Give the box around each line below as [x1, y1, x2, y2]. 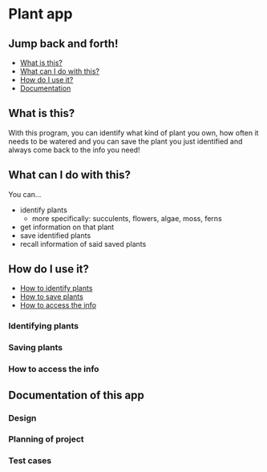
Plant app [8, 5, 73, 23]
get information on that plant [19, 222, 115, 232]
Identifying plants [8, 321, 79, 332]
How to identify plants [19, 284, 93, 293]
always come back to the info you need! [8, 145, 140, 155]
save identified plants [19, 230, 91, 240]
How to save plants [19, 292, 84, 301]
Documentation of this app [8, 388, 144, 401]
